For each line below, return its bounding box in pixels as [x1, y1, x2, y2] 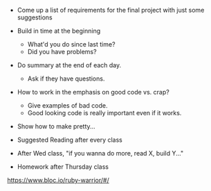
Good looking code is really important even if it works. [27, 109, 182, 117]
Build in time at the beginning [17, 27, 101, 35]
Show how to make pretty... [17, 122, 95, 131]
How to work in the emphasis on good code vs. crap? [17, 88, 169, 96]
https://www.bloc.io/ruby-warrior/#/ [7, 176, 109, 184]
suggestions [17, 13, 53, 22]
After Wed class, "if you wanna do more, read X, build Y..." [17, 149, 184, 157]
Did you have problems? [27, 48, 97, 56]
